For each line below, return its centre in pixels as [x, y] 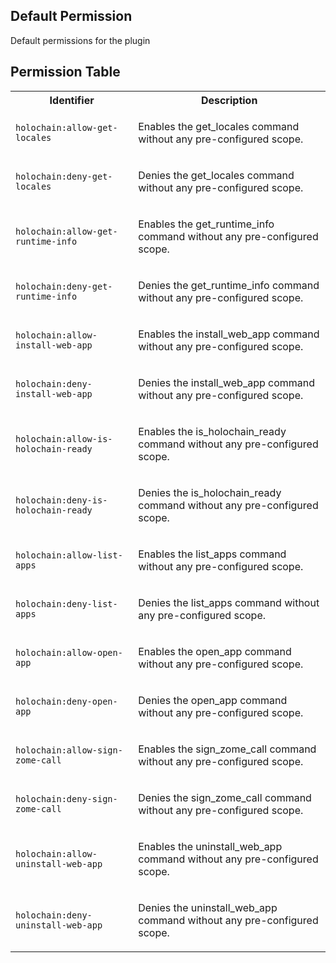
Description [229, 100]
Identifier [72, 100]
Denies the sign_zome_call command [225, 797]
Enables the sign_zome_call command [227, 749]
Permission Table [65, 72]
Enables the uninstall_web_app [210, 846]
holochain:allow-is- [64, 438]
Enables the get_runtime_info [206, 224]
